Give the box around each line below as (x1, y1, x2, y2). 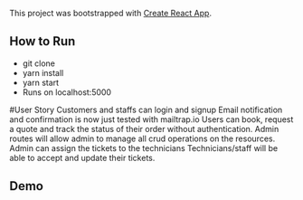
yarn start (22, 77, 60, 88)
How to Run (9, 33, 76, 49)
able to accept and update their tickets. (9, 152, 156, 163)
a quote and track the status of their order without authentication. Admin (9, 123, 279, 134)
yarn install (22, 67, 64, 78)
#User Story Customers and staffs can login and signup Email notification (9, 104, 283, 115)
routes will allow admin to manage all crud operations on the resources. (9, 133, 276, 144)
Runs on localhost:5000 (22, 86, 111, 98)
